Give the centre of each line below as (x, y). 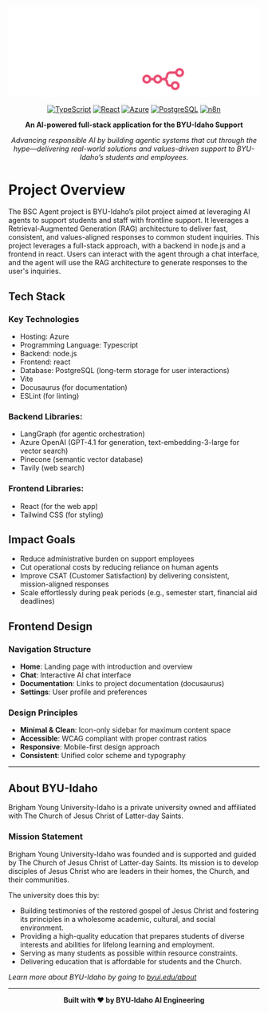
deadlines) (37, 602)
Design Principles (43, 713)
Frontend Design (51, 626)
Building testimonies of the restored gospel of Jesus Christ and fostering (139, 910)
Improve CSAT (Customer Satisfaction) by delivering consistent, (124, 576)
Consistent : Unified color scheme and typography (102, 756)
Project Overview (67, 190)
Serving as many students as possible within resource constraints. (129, 953)
